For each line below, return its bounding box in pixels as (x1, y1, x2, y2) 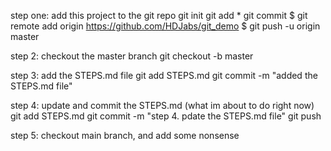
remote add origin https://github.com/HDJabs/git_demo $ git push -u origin (10, 20, 321, 32)
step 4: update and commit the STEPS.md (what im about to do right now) (10, 100, 315, 111)
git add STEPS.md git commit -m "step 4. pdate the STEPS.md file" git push (10, 110, 322, 122)
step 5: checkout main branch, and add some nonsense (10, 130, 240, 141)
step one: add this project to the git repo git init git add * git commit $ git (10, 10, 308, 21)
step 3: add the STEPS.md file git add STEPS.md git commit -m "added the (10, 70, 318, 81)
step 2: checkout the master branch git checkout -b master (10, 50, 254, 62)
